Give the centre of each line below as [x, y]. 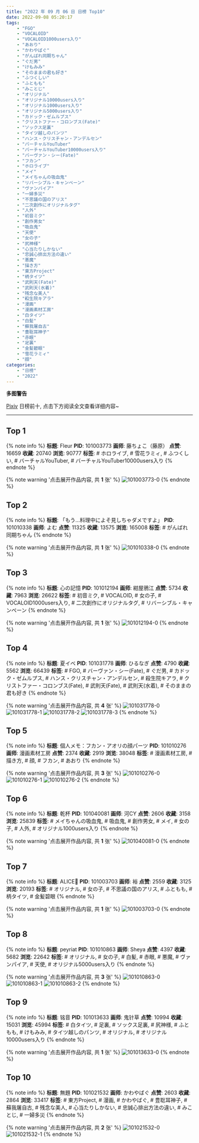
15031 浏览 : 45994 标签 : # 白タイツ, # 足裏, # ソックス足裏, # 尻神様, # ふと [98, 1024]
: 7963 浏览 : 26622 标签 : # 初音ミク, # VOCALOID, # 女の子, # [86, 595]
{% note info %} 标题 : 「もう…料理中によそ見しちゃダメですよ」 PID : [90, 520]
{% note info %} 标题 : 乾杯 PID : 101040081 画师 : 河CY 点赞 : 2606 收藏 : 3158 [98, 813]
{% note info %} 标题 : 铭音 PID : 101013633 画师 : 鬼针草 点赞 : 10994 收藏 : [94, 1017]
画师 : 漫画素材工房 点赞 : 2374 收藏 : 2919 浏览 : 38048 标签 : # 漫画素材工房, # [99, 753]
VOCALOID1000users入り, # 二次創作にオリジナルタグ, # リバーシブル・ [94, 603]
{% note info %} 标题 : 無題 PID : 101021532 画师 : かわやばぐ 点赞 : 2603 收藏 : [98, 1093]
